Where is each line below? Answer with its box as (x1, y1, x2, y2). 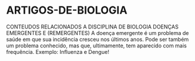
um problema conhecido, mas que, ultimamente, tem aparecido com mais (6, 42, 187, 49)
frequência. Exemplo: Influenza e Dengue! (6, 48, 109, 55)
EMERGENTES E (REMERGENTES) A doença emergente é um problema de (6, 29, 189, 36)
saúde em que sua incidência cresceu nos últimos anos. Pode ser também (6, 36, 189, 43)
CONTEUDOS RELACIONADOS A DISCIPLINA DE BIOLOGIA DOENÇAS (6, 23, 179, 30)
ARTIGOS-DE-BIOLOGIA (6, 4, 128, 17)
